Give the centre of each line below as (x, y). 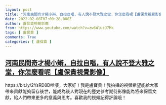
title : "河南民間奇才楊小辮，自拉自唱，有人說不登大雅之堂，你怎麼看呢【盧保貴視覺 (80, 14)
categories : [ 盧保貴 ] (28, 42)
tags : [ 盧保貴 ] (22, 33)
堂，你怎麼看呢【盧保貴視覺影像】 (57, 72)
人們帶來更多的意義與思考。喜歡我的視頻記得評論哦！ (72, 97)
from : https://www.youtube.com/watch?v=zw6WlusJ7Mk (59, 28)
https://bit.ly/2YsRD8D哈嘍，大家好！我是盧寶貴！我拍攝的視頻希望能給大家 (82, 85)
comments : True (21, 37)
